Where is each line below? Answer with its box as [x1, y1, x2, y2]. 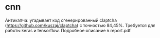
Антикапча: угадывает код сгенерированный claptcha [5, 17, 117, 23]
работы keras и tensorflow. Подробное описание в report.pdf [5, 27, 131, 33]
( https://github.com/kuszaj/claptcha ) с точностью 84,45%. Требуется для [5, 22, 156, 28]
